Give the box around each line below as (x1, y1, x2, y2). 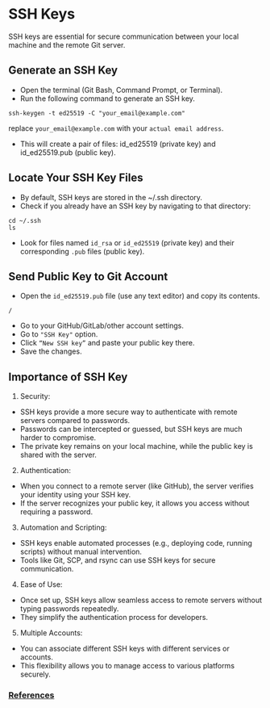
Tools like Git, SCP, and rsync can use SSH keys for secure (19, 555, 216, 565)
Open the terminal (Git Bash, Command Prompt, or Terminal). (19, 85, 223, 94)
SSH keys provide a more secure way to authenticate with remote (19, 407, 238, 417)
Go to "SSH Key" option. (19, 329, 98, 339)
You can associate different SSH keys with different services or (19, 643, 230, 654)
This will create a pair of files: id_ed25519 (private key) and (19, 139, 216, 149)
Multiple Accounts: (19, 628, 83, 638)
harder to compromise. (19, 433, 97, 442)
